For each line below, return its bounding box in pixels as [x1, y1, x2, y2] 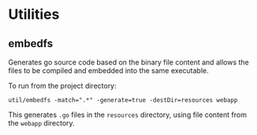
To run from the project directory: [8, 81, 117, 90]
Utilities [8, 5, 60, 24]
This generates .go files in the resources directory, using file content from [8, 110, 247, 119]
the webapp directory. [8, 119, 75, 127]
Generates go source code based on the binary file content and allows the [8, 57, 250, 67]
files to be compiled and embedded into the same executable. [8, 66, 209, 75]
